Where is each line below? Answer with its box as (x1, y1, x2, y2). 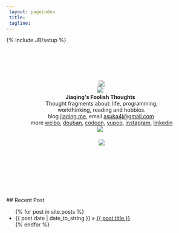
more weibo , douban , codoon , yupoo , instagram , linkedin (30, 119, 173, 127)
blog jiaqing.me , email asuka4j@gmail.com (47, 113, 154, 120)
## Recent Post (6, 197, 45, 204)
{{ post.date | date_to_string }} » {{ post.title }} (15, 215, 131, 222)
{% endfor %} (15, 221, 50, 228)
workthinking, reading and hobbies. (57, 106, 146, 113)
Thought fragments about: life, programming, (45, 100, 158, 107)
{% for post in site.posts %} (15, 208, 85, 215)
